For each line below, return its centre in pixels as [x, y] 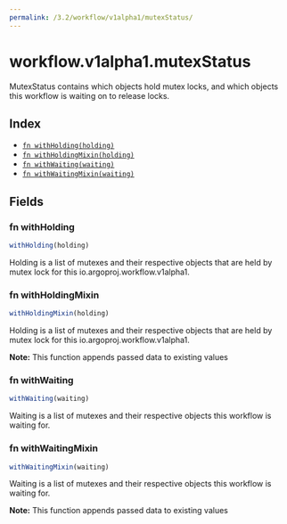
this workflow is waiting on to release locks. [90, 95]
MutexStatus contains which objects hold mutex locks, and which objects [144, 86]
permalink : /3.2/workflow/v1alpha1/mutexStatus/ [101, 17]
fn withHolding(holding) [68, 146]
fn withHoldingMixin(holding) [78, 156]
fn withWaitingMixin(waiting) [78, 175]
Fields [27, 201]
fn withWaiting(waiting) [68, 165]
